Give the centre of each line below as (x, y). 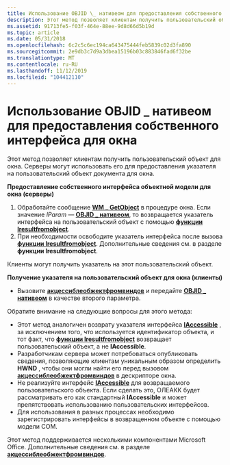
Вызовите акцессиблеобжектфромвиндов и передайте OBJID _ (112, 291)
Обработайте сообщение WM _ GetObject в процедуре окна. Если (114, 208)
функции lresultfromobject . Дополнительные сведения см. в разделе (119, 244)
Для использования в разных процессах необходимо (95, 412)
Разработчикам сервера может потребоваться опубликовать (107, 354)
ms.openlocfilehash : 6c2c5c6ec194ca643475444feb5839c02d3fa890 (99, 45)
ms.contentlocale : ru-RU (42, 64)
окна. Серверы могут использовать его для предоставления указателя (112, 166)
